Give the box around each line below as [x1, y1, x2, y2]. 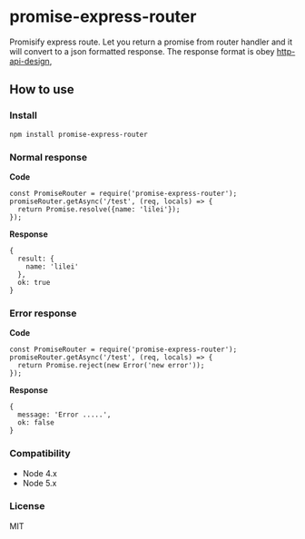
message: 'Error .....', [17, 410, 112, 419]
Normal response [9, 151, 88, 163]
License [9, 500, 45, 513]
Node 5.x [22, 477, 57, 488]
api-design [9, 55, 50, 66]
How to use [9, 82, 74, 97]
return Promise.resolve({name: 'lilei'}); [17, 204, 181, 214]
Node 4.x [22, 467, 57, 478]
